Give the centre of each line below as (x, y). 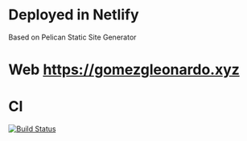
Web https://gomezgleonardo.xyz (124, 70)
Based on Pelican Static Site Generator (72, 37)
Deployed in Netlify (74, 15)
